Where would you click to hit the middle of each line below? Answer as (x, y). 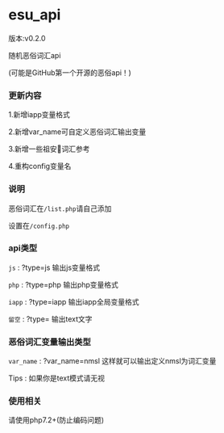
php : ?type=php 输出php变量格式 (64, 284)
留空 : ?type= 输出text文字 (50, 319)
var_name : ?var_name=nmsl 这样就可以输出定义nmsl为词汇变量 (112, 361)
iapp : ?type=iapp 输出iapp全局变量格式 (74, 301)
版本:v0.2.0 (27, 38)
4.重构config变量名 (40, 166)
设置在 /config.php (39, 225)
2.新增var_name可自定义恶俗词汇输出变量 (77, 132)
